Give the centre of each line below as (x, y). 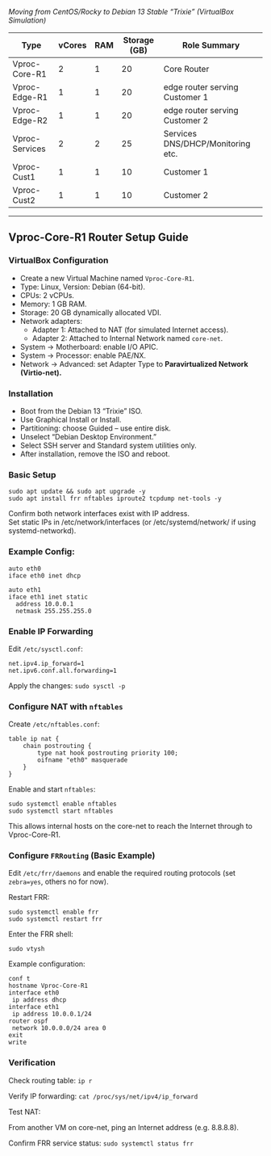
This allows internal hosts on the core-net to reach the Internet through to (130, 826)
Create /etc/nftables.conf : (54, 724)
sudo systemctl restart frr (56, 919)
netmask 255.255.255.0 (54, 611)
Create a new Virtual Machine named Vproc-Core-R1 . (107, 278)
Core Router (186, 69)
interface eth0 (34, 993)
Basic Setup (32, 474)
